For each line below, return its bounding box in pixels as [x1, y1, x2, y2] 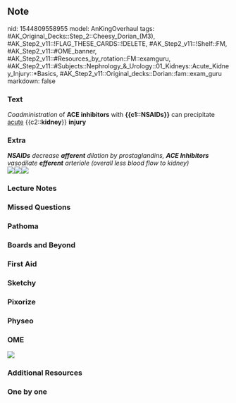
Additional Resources [7, 368, 82, 378]
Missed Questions [7, 202, 71, 212]
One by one [7, 387, 48, 397]
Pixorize [7, 297, 37, 306]
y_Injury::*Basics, [7, 69, 58, 77]
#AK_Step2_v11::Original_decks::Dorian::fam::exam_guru [59, 69, 222, 77]
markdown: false [7, 77, 56, 85]
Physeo [7, 316, 34, 325]
